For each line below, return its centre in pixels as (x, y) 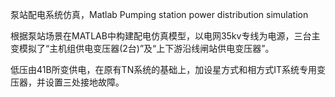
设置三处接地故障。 (84, 82)
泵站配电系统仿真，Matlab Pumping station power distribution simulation (159, 14)
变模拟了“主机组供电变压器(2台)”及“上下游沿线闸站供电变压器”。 (142, 48)
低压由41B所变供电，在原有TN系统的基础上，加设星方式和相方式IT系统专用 (164, 69)
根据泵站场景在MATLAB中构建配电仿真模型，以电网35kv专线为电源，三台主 (165, 36)
